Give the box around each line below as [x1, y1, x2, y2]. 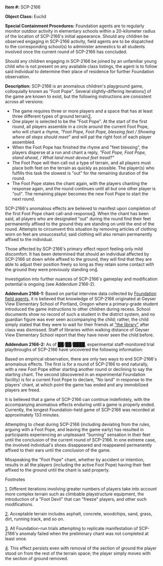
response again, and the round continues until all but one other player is [12, 186, 156, 191]
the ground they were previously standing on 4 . [5, 267, 98, 272]
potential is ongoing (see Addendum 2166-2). [5, 281, 96, 287]
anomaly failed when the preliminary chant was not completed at [19, 530, 149, 536]
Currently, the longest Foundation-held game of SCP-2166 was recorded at [5, 407, 155, 413]
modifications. [5, 501, 34, 507]
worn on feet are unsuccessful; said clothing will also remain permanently [5, 231, 153, 237]
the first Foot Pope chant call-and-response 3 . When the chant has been [5, 211, 149, 216]
